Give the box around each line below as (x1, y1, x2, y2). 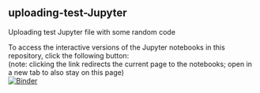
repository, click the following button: (8, 50, 130, 60)
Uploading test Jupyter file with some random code (8, 27, 176, 36)
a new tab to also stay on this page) (8, 67, 125, 77)
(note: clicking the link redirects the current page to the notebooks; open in (8, 59, 253, 69)
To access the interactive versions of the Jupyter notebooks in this (8, 43, 225, 52)
